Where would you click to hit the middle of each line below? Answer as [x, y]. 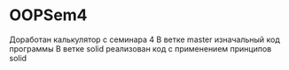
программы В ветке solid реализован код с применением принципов [141, 48]
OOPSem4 [48, 15]
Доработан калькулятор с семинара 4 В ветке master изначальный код [145, 39]
